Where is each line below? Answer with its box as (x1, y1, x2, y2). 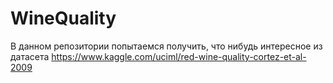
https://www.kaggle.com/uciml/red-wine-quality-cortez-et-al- (51, 50, 307, 62)
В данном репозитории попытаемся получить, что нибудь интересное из (10, 40, 323, 52)
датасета (10, 50, 50, 62)
